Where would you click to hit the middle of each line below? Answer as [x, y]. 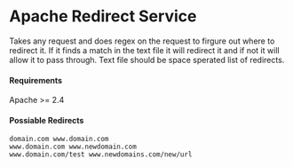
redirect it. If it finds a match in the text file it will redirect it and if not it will [144, 50]
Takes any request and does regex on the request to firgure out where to [142, 41]
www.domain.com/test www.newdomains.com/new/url [101, 155]
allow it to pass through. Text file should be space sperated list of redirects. [147, 60]
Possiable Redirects [47, 120]
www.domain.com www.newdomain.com [73, 147]
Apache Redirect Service [103, 16]
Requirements [36, 80]
